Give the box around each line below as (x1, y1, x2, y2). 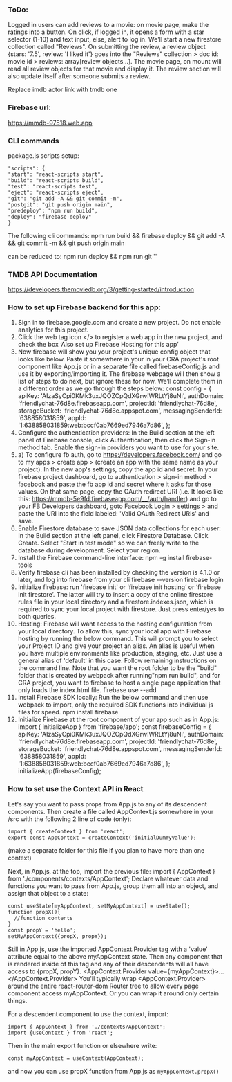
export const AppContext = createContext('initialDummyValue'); (8, 834, 197, 841)
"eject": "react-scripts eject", (8, 189, 104, 196)
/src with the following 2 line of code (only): (8, 815, 132, 823)
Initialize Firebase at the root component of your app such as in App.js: (17, 715, 220, 724)
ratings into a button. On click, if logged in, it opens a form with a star (8, 28, 205, 36)
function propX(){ (8, 908, 61, 915)
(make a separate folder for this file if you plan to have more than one (8, 846, 205, 854)
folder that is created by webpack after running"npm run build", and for (17, 671, 220, 680)
